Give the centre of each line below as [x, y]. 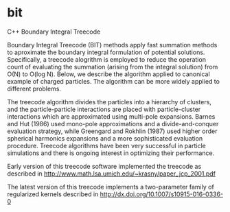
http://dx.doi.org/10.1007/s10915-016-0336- [162, 194]
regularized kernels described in [53, 194]
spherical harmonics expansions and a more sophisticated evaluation [105, 138]
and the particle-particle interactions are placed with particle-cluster [104, 109]
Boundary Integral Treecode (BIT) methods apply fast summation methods [112, 45]
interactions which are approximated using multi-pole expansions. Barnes [111, 116]
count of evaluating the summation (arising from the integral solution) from [113, 67]
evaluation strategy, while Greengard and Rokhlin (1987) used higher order [112, 131]
